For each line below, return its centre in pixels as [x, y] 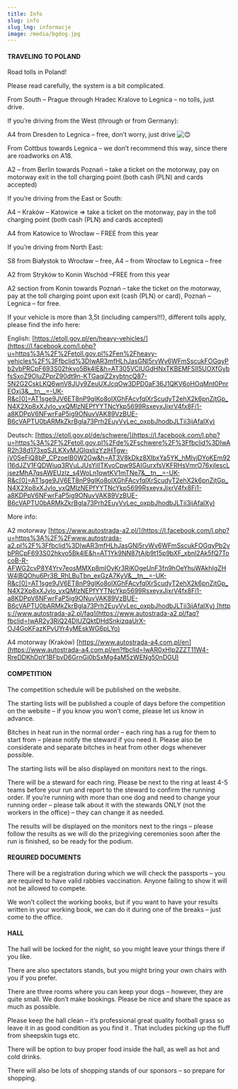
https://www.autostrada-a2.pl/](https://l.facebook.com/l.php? [140, 531]
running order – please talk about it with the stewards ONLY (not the [107, 805]
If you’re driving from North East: [55, 247]
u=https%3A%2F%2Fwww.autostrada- [65, 538]
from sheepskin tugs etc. [44, 1036]
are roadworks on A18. [40, 156]
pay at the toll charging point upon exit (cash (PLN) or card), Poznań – [109, 296]
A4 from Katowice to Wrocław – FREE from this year [83, 233]
